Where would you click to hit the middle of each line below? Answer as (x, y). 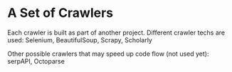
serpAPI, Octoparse (36, 61)
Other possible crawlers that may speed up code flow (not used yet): (108, 54)
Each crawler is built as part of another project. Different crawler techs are (116, 32)
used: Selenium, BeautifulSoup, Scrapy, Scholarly (80, 40)
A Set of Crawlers (60, 13)
